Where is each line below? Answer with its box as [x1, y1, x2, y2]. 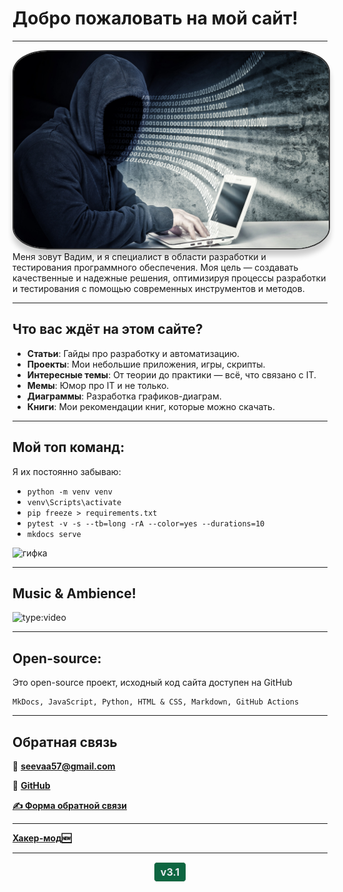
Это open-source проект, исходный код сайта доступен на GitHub [12, 677, 293, 689]
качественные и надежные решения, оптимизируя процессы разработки [12, 272, 327, 284]
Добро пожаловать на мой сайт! [12, 7, 299, 30]
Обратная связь [12, 733, 118, 751]
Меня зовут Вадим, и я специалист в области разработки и [12, 250, 267, 262]
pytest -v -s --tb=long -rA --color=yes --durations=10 [26, 518, 265, 529]
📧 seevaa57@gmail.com [12, 760, 116, 772]
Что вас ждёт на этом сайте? [12, 321, 204, 338]
